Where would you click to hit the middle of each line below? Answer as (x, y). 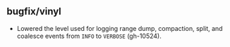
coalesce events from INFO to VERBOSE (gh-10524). (89, 36)
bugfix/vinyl (34, 12)
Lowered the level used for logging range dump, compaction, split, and (120, 28)
